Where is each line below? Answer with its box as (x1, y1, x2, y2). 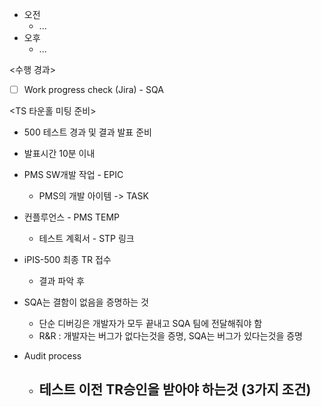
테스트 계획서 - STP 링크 (38, 233, 135, 245)
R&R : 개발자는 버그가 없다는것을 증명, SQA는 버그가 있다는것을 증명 (38, 330, 304, 342)
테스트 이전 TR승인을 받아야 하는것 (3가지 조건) (38, 381, 312, 398)
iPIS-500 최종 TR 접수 (23, 254, 112, 266)
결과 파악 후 (38, 275, 85, 287)
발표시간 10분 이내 (23, 148, 96, 160)
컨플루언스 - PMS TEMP (23, 211, 121, 223)
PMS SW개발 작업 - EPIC (23, 169, 124, 181)
